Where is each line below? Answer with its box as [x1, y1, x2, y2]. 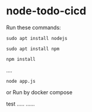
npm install [6, 56, 36, 62]
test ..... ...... [6, 100, 35, 107]
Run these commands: [6, 24, 61, 31]
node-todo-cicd [6, 4, 87, 18]
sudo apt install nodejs [6, 35, 68, 41]
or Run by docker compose [6, 88, 73, 96]
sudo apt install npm [6, 46, 60, 52]
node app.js [6, 78, 36, 84]
